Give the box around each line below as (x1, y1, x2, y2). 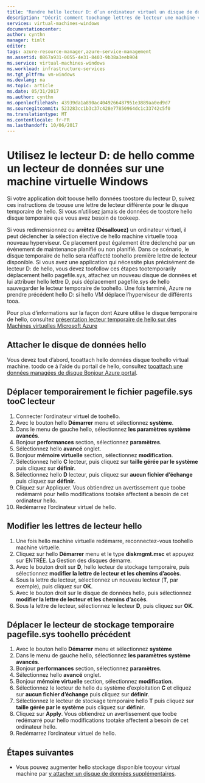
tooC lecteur (7, 396, 55, 406)
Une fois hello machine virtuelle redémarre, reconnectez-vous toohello (15, 537, 193, 544)
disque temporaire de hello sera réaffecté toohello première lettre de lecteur (7, 252, 197, 259)
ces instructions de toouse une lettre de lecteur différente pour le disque (7, 201, 189, 209)
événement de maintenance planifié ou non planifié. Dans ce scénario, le (7, 245, 189, 253)
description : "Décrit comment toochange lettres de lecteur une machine (7, 15, 195, 21)
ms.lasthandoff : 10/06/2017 (7, 123, 78, 129)
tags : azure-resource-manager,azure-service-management (7, 49, 151, 55)
